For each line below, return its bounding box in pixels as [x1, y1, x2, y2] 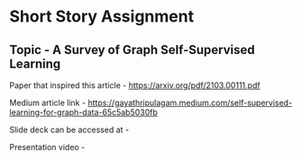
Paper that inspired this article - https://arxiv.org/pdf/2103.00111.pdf [9, 80, 261, 91]
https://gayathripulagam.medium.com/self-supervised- [87, 97, 293, 108]
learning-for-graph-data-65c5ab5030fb [9, 107, 158, 118]
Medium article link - [9, 97, 87, 108]
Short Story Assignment [9, 6, 195, 27]
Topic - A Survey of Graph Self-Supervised [9, 42, 255, 58]
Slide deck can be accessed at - [9, 124, 129, 135]
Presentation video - [9, 142, 86, 152]
